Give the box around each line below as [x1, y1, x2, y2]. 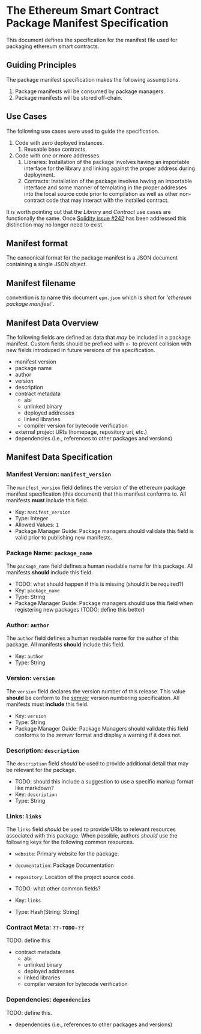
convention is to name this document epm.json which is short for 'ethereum [6, 294, 192, 301]
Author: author [6, 621, 50, 629]
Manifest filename [6, 278, 76, 288]
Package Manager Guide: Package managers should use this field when [14, 599, 193, 607]
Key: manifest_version [14, 508, 71, 515]
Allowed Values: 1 [14, 521, 59, 528]
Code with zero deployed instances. [14, 139, 104, 146]
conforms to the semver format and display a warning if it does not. [14, 731, 182, 738]
